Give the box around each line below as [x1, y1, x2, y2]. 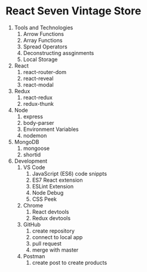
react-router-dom [23, 68, 67, 75]
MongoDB [14, 138, 39, 145]
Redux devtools [32, 214, 71, 222]
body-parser [23, 119, 54, 126]
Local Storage [23, 56, 58, 63]
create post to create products [32, 259, 108, 266]
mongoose [23, 145, 50, 152]
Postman [23, 252, 45, 259]
